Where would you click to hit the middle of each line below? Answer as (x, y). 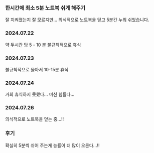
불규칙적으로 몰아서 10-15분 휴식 (37, 69)
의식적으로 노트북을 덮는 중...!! (35, 119)
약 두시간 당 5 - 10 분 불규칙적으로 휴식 (43, 45)
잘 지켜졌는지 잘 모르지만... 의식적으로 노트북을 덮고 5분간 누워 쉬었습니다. (77, 20)
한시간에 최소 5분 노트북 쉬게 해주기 (45, 8)
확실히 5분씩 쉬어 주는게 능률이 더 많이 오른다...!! (52, 145)
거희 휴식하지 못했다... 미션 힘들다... (40, 94)
